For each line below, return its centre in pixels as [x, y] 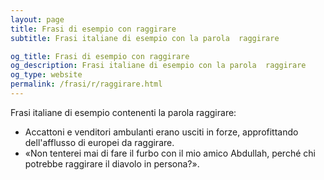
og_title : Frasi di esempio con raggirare [100, 56]
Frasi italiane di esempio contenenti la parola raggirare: [123, 112]
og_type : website [46, 75]
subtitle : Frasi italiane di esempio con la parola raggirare [145, 38]
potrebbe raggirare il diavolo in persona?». [112, 163]
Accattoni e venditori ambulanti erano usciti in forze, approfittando [161, 132]
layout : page [37, 19]
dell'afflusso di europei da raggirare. [99, 142]
